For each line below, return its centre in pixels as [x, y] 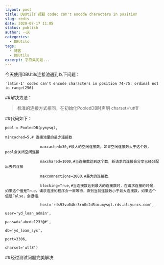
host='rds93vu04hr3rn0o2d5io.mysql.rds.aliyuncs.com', [97, 205]
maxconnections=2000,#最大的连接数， [76, 176]
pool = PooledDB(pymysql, [31, 128]
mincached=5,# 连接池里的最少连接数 [39, 137]
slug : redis [17, 19]
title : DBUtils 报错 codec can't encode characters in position [71, 14]
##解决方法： [19, 98]
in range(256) [20, 88]
